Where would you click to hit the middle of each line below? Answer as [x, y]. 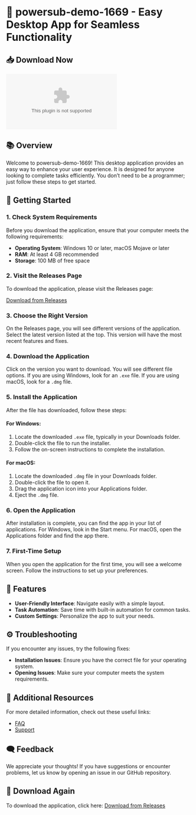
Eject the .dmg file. [37, 495]
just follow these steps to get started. [51, 182]
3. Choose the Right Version [47, 315]
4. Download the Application [48, 357]
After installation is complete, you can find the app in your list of [84, 523]
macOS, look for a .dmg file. [39, 382]
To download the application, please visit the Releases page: [80, 288]
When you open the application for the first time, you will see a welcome [94, 564]
